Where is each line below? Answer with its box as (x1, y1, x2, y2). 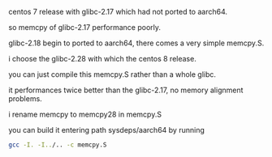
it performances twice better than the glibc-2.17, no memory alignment (8, 85, 244, 95)
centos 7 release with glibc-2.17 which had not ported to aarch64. (8, 7, 228, 16)
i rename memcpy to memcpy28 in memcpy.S (8, 109, 162, 119)
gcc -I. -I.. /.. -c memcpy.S (8, 141, 107, 149)
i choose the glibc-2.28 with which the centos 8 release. (8, 54, 196, 63)
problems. (8, 94, 42, 104)
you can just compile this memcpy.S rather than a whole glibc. (8, 70, 217, 79)
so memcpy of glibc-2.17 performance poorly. (8, 23, 161, 32)
